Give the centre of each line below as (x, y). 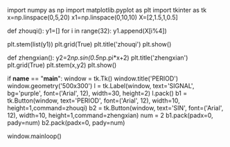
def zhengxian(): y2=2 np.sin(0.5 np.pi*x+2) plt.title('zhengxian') (98, 58)
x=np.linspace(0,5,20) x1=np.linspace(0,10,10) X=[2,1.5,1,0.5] (92, 17)
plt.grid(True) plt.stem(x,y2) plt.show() (62, 65)
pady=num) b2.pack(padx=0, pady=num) (66, 123)
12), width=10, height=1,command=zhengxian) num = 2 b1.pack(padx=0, (110, 115)
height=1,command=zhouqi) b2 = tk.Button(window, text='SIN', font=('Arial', (115, 108)
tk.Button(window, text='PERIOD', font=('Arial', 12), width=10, (94, 101)
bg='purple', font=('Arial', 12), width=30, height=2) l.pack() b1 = (97, 93)
